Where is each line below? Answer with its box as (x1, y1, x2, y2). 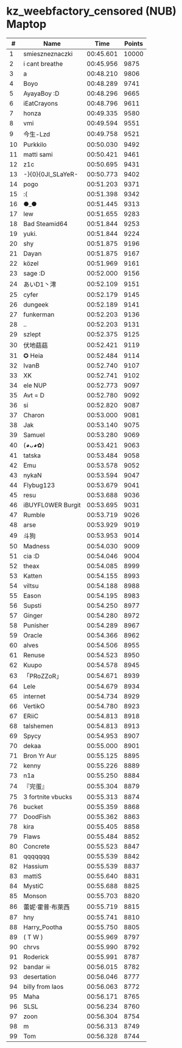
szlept (23, 330, 41, 338)
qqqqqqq (23, 852, 50, 860)
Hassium (23, 861, 49, 870)
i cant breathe (23, 59, 63, 68)
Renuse (23, 651, 45, 659)
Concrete (23, 842, 51, 850)
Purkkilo (23, 140, 47, 149)
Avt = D (23, 391, 44, 399)
